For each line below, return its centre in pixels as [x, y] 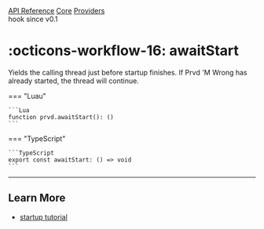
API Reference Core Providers [57, 11]
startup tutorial [44, 216]
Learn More [37, 198]
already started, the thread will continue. [73, 81]
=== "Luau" [27, 96]
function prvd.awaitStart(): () [61, 117]
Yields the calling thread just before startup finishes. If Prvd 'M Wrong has [128, 72]
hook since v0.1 [33, 19]
